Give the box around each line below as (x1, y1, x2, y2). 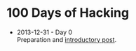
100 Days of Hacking (6, 5, 130, 21)
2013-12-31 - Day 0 (16, 28, 73, 36)
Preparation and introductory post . (16, 35, 117, 43)
